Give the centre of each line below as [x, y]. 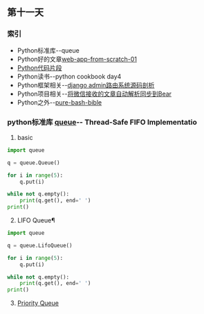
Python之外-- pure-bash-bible [59, 102]
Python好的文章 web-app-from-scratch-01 [77, 59]
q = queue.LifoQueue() [40, 245]
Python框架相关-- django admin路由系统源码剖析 [86, 85]
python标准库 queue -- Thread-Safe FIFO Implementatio [102, 122]
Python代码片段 [39, 67]
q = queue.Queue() [34, 163]
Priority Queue [38, 303]
